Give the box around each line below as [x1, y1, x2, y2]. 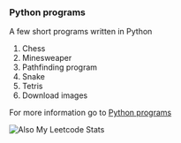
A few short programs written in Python [9, 26, 153, 37]
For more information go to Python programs [9, 108, 172, 118]
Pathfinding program [21, 62, 98, 72]
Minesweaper [21, 53, 72, 64]
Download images [21, 90, 88, 101]
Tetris [21, 81, 43, 92]
